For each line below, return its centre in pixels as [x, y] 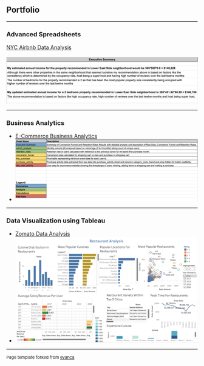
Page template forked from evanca [40, 357]
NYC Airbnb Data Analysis [39, 47]
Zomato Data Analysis [42, 233]
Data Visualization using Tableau [56, 221]
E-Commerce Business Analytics [56, 136]
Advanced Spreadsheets [44, 34]
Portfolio [23, 10]
